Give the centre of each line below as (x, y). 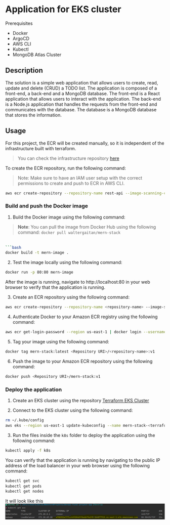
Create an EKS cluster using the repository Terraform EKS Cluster (81, 401)
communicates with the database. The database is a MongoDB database (81, 109)
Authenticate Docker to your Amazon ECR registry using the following (85, 317)
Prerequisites (19, 23)
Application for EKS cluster (63, 9)
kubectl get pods (24, 486)
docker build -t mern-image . (37, 253)
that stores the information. (34, 115)
